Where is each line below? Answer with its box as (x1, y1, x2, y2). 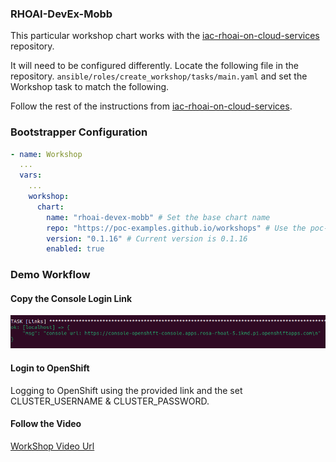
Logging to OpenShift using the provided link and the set (10, 384, 243, 396)
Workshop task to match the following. (10, 81, 170, 93)
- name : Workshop (10, 149, 83, 159)
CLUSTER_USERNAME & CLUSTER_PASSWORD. (10, 395, 210, 407)
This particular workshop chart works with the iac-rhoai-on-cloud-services (10, 30, 320, 42)
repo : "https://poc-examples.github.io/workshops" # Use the (46, 223, 307, 233)
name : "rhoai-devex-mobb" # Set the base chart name (46, 212, 271, 222)
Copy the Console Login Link (10, 292, 133, 304)
